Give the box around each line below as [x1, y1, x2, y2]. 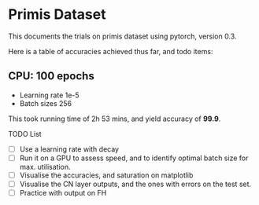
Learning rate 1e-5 [19, 90, 80, 100]
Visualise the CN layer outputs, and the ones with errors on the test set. [19, 179, 252, 189]
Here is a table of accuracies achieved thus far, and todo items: [8, 46, 213, 56]
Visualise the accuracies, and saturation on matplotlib [19, 170, 194, 180]
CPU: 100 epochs [8, 69, 94, 83]
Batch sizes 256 [19, 98, 72, 108]
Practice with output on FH [19, 189, 107, 197]
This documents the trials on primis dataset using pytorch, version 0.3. [8, 31, 237, 41]
